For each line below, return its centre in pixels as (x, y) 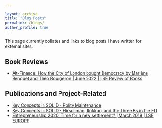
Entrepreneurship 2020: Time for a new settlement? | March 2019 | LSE (83, 115)
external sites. (19, 46)
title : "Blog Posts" (26, 18)
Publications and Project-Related (56, 93)
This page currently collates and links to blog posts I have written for (73, 41)
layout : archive (21, 14)
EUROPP (21, 120)
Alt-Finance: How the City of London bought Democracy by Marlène (80, 73)
